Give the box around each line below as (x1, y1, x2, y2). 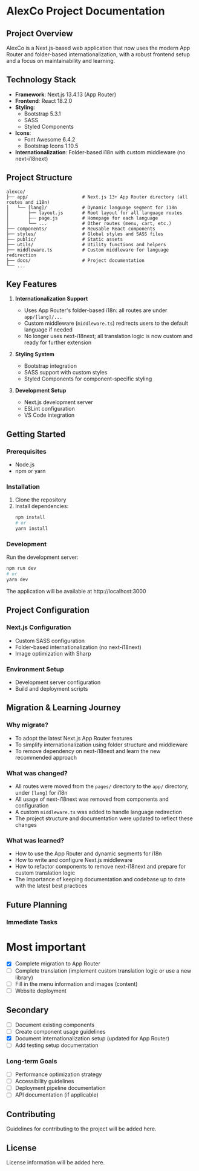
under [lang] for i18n (15, 789, 68, 796)
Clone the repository (15, 496, 67, 503)
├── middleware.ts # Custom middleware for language (6, 247, 169, 253)
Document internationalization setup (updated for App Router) (15, 1034, 170, 1042)
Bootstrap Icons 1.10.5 (24, 142, 79, 149)
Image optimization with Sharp (15, 650, 91, 657)
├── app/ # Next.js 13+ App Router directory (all (6, 194, 188, 200)
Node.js (15, 461, 35, 468)
